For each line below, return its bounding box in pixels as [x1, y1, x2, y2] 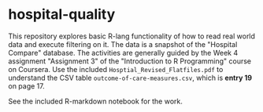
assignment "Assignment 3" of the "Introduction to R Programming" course [8, 56, 252, 66]
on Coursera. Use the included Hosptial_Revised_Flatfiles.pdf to [8, 64, 224, 74]
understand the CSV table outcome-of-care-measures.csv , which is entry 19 [8, 73, 253, 82]
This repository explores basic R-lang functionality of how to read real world [8, 31, 256, 41]
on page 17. [8, 81, 45, 91]
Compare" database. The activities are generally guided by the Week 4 [8, 48, 239, 57]
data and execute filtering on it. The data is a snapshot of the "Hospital [8, 39, 238, 49]
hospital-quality [8, 5, 116, 23]
